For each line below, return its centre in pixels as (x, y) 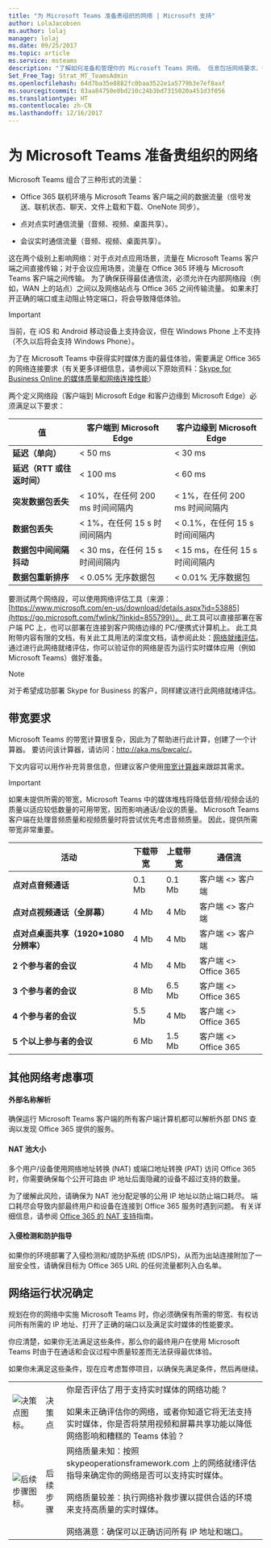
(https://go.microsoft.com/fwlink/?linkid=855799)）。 (96, 617)
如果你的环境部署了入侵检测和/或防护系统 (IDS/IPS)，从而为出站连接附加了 (132, 1255)
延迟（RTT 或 (38, 468)
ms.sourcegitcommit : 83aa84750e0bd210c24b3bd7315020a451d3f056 (117, 91)
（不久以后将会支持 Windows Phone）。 (73, 341)
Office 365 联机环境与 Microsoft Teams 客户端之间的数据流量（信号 (132, 196)
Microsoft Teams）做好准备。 (58, 657)
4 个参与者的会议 (44, 1016)
